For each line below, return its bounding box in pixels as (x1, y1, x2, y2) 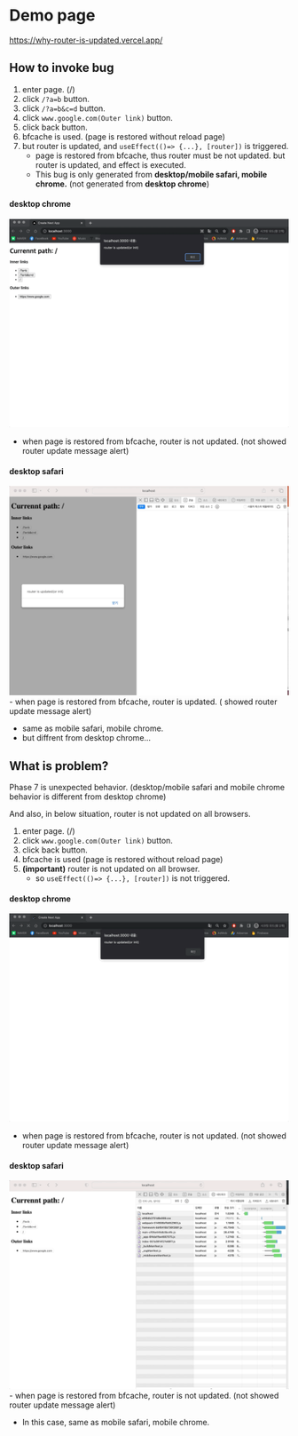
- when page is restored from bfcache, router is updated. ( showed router (9, 696, 278, 707)
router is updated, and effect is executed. (35, 159, 186, 170)
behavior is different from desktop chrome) (9, 791, 167, 802)
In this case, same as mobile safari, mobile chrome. (21, 1416, 210, 1427)
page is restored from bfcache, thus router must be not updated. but (35, 150, 286, 161)
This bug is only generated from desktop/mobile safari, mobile (35, 169, 268, 179)
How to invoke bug (9, 60, 114, 75)
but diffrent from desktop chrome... (21, 733, 152, 743)
